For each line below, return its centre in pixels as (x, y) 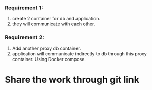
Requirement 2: (24, 37)
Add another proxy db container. (46, 48)
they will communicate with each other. (54, 24)
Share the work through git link (72, 80)
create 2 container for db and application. (56, 19)
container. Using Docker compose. (49, 59)
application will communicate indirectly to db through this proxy (79, 54)
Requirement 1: (24, 8)
